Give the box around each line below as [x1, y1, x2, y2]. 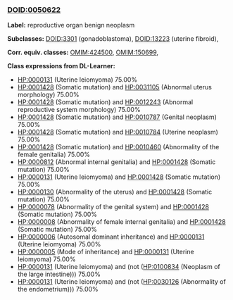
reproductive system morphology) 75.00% [17, 106, 141, 114]
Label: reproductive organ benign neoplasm [7, 21, 135, 30]
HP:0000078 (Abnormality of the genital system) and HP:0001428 [17, 203, 210, 211]
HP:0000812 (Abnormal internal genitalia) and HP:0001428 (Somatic [17, 158, 216, 166]
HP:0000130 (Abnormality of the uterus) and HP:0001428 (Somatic [17, 188, 213, 196]
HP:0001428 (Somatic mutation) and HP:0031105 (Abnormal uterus [17, 83, 213, 92]
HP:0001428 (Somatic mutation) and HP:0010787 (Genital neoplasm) [17, 113, 217, 121]
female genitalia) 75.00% [17, 150, 90, 159]
